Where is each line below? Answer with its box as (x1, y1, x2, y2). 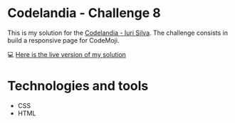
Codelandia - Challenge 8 (7, 5, 162, 21)
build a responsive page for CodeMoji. (7, 36, 120, 44)
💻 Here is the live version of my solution (7, 50, 127, 58)
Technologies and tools (7, 78, 149, 94)
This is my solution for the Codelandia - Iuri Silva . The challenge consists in (7, 28, 228, 37)
